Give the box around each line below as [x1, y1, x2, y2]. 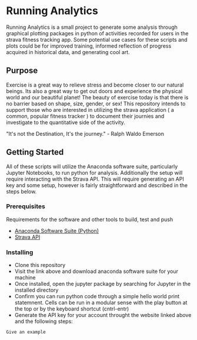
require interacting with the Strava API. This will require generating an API [6, 175, 184, 182]
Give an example [6, 329, 46, 335]
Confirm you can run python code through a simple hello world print [14, 293, 180, 300]
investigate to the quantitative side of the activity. [6, 119, 125, 126]
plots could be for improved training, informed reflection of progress [6, 42, 172, 49]
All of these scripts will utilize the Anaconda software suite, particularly [6, 163, 178, 170]
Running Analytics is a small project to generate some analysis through [6, 24, 178, 31]
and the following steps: [14, 318, 74, 325]
